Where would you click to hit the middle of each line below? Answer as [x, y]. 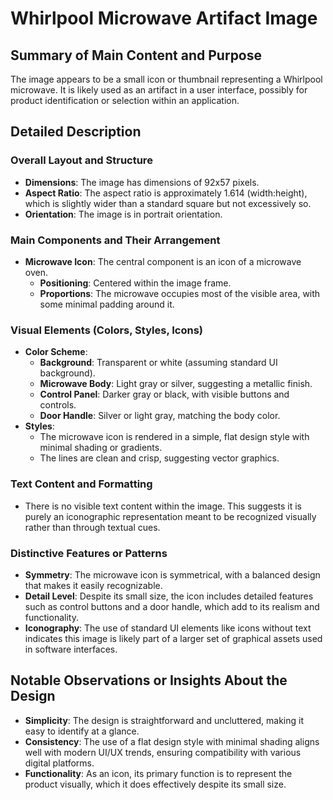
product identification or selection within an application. [125, 100]
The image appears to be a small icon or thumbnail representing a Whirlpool [166, 79]
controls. [58, 405]
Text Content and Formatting [81, 484]
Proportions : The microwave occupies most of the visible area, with [180, 293]
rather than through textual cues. [92, 527]
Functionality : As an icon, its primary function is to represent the [158, 773]
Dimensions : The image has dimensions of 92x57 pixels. [142, 182]
